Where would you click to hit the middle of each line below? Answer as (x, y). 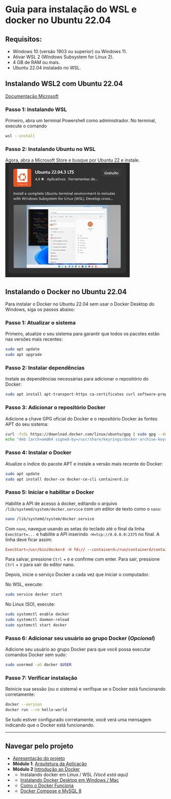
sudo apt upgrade (24, 355)
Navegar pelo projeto (39, 746)
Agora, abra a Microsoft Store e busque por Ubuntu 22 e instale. (73, 160)
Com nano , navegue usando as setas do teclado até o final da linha (75, 528)
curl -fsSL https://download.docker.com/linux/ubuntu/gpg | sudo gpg (81, 434)
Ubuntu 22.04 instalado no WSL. (47, 68)
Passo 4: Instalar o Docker (38, 453)
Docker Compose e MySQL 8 (51, 791)
